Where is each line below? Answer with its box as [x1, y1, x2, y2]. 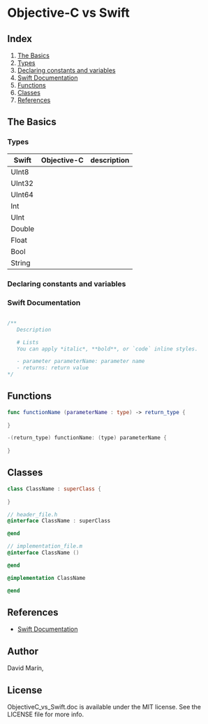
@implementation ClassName [7, 574, 86, 581]
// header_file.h [7, 511, 58, 518]
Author [7, 645, 38, 657]
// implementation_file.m [7, 543, 82, 550]
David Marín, [7, 664, 44, 672]
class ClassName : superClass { [7, 485, 101, 492]
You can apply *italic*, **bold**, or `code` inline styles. [16, 345, 198, 353]
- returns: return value [16, 364, 89, 371]
